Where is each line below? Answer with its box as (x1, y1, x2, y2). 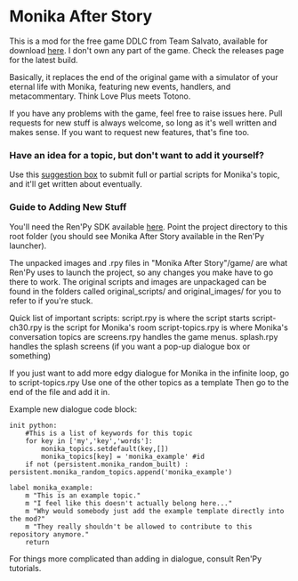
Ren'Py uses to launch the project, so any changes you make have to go (9, 267, 274, 278)
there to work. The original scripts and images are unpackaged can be (9, 276, 267, 286)
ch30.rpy (9, 322, 43, 333)
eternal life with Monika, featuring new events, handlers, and (9, 81, 231, 92)
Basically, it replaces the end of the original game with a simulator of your (9, 71, 278, 82)
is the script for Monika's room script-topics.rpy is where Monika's (44, 322, 289, 333)
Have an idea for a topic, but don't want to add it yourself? (9, 149, 265, 161)
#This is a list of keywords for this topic (25, 429, 193, 438)
